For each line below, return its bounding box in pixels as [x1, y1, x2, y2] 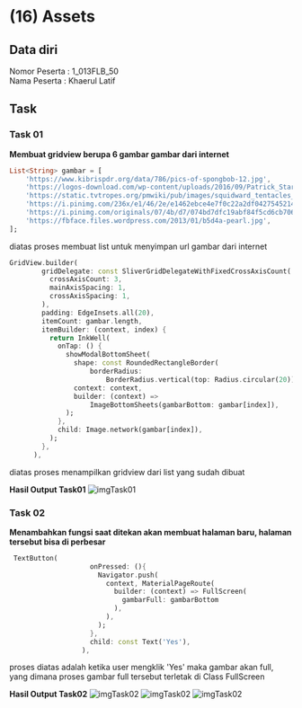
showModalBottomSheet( [66, 350, 151, 359]
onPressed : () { [89, 562, 147, 571]
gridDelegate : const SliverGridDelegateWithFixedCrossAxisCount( [41, 267, 292, 276]
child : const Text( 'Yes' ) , [89, 637, 191, 646]
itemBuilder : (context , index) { [41, 325, 167, 334]
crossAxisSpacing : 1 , [49, 292, 130, 301]
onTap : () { [57, 341, 102, 351]
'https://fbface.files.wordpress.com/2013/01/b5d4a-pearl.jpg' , [25, 216, 271, 226]
